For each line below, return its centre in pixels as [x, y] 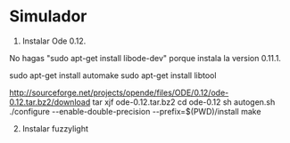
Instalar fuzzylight [55, 128]
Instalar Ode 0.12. [54, 41]
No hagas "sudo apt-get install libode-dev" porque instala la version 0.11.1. [145, 58]
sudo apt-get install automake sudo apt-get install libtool [113, 75]
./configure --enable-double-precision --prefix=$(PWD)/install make [135, 111]
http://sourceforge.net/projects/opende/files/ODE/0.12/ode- [119, 92]
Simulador [48, 16]
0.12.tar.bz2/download [50, 102]
